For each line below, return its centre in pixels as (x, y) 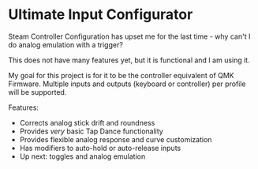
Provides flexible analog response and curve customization (116, 139)
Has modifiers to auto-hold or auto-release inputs (100, 148)
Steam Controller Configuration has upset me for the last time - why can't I (129, 36)
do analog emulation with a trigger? (66, 44)
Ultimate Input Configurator (101, 15)
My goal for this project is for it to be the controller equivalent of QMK (121, 75)
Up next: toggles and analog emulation (82, 156)
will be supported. (37, 92)
